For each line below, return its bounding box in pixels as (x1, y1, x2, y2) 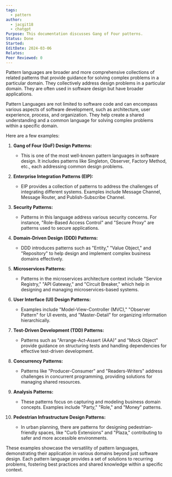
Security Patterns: (13, 204, 53, 210)
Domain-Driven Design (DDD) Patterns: (13, 235, 99, 241)
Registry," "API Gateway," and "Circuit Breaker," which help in (20, 281, 150, 287)
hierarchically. (20, 317, 51, 324)
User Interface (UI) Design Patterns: (13, 296, 91, 303)
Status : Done (6, 36, 34, 42)
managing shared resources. (20, 379, 81, 385)
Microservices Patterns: (13, 266, 66, 272)
